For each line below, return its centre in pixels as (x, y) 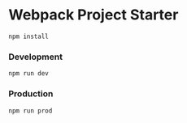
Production (31, 94)
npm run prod (30, 111)
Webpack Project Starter (93, 15)
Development (36, 57)
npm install (28, 36)
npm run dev (28, 74)
